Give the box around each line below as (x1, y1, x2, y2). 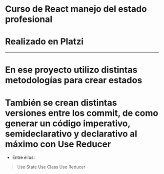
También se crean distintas (5, 97, 117, 108)
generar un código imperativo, (5, 118, 131, 129)
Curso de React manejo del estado (5, 3, 147, 15)
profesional (5, 14, 53, 25)
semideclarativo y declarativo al (5, 128, 138, 139)
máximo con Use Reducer (5, 138, 111, 150)
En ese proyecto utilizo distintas (5, 64, 138, 76)
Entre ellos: (12, 155, 35, 160)
